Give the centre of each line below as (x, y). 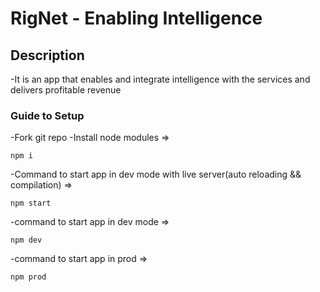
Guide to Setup (47, 115)
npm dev (26, 240)
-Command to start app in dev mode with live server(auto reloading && (156, 174)
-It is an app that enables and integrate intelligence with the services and (160, 79)
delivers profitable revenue (66, 90)
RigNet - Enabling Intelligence (136, 18)
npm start (31, 203)
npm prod (28, 277)
